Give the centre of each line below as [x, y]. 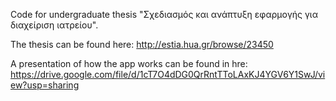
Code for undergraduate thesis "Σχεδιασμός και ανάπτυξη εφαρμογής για [164, 14]
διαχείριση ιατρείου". [54, 25]
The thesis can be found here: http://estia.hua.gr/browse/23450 [142, 44]
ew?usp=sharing [45, 85]
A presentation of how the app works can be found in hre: [129, 63]
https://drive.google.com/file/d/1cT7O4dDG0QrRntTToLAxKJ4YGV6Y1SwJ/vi [168, 74]
